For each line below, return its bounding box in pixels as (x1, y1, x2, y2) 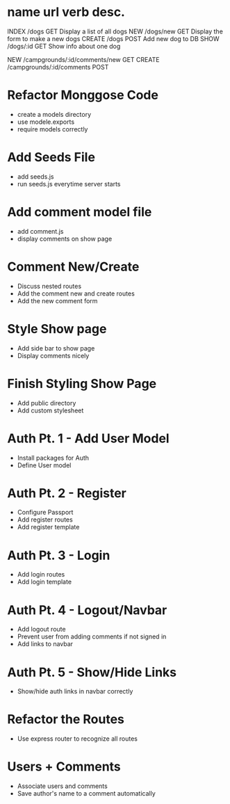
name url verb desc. (7, 4, 125, 20)
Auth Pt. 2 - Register (7, 485, 126, 501)
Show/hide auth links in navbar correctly (17, 687, 133, 696)
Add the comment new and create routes (17, 289, 135, 298)
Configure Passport (17, 508, 74, 517)
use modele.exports (17, 118, 75, 126)
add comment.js (17, 227, 64, 235)
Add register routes (17, 515, 73, 524)
